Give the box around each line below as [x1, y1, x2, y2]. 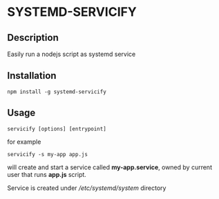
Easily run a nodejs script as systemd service [7, 50, 136, 58]
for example [7, 138, 41, 146]
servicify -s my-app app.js [7, 151, 88, 158]
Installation [7, 70, 57, 82]
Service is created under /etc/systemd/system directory [7, 184, 166, 192]
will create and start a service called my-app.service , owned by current [7, 163, 213, 171]
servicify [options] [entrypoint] [7, 125, 107, 132]
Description [7, 32, 59, 44]
